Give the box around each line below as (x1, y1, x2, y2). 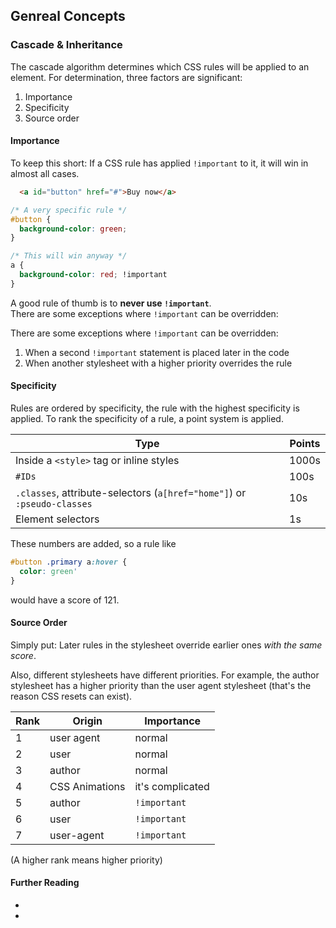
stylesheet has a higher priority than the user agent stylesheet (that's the (10, 679, 312, 691)
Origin (72, 714, 103, 728)
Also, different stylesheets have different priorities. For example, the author (10, 669, 320, 681)
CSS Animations (49, 779, 126, 793)
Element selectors (15, 512, 100, 526)
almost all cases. (10, 167, 80, 179)
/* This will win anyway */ (10, 251, 128, 261)
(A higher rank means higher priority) (10, 854, 163, 866)
